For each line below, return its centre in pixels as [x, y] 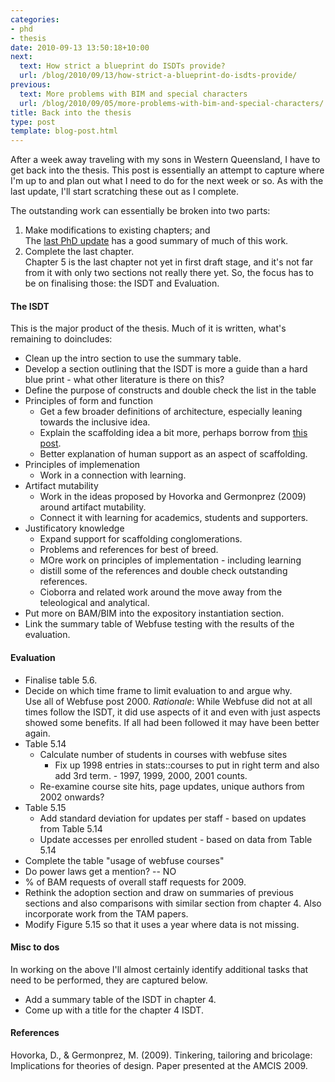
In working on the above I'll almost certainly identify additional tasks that [159, 969]
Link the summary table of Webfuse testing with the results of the [159, 624]
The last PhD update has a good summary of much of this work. [156, 241]
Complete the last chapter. [79, 252]
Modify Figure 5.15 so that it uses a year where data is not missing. [162, 924]
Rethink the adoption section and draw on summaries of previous [159, 892]
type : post [33, 122]
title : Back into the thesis [71, 112]
